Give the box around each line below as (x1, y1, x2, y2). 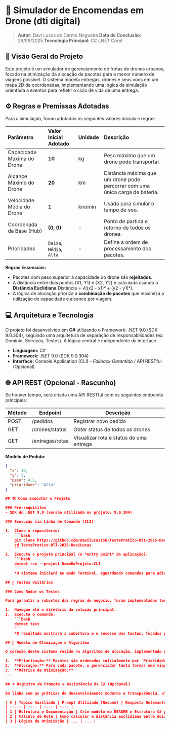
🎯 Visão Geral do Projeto (5, 52, 83, 61)
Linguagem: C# (12, 347, 46, 354)
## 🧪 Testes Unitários (5, 580, 53, 585)
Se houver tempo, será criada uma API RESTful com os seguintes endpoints (5, 392, 163, 398)
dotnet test (14, 621, 39, 627)
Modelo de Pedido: (5, 454, 46, 460)
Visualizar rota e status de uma (73, 434, 147, 442)
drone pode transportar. (103, 158, 161, 165)
